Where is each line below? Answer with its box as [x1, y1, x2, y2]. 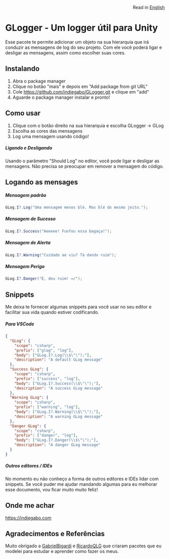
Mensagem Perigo [5, 263, 45, 270]
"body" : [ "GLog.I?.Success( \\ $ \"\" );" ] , [14, 381, 101, 386]
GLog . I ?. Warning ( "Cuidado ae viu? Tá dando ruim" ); [5, 252, 116, 257]
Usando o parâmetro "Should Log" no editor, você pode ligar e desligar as [5, 158, 159, 164]
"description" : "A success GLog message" [14, 386, 103, 391]
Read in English [133, 5, 165, 10]
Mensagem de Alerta [5, 240, 51, 246]
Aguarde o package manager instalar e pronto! [12, 94, 110, 100]
